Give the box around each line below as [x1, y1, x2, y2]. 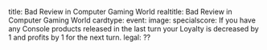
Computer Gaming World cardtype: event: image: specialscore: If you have [8, 15, 256, 25]
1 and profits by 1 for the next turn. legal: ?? [8, 32, 151, 42]
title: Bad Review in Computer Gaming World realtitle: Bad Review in [8, 7, 232, 16]
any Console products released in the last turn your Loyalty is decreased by [8, 24, 259, 33]
